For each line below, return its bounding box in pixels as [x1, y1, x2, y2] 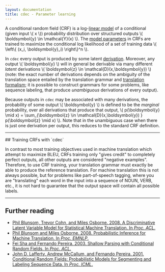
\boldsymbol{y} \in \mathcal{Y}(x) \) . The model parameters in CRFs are [5, 35, 151, 42]
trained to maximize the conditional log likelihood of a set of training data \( [5, 41, 157, 47]
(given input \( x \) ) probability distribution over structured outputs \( [5, 30, 143, 36]
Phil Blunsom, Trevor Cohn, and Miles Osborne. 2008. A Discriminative [12, 219, 156, 226]
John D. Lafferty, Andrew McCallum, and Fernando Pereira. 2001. [12, 251, 144, 257]
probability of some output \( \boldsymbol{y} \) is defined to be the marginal [5, 102, 160, 108]
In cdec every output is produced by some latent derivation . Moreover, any [5, 55, 155, 61]
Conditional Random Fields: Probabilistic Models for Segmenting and [12, 256, 151, 262]
